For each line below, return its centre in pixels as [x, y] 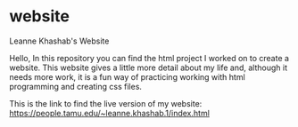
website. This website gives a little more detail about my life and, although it [149, 67]
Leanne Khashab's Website [59, 41]
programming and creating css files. [76, 86]
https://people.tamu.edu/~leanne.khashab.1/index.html [109, 113]
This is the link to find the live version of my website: [106, 103]
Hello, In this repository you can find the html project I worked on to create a [149, 58]
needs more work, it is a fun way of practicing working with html [127, 76]
